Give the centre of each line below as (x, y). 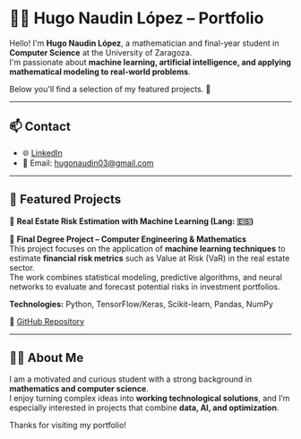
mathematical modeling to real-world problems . (100, 72)
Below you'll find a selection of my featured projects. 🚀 (110, 89)
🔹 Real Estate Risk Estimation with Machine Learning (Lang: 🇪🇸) (131, 221)
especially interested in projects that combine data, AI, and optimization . (144, 408)
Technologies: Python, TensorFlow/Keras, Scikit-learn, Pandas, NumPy (141, 304)
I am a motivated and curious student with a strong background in (131, 379)
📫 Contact (40, 127)
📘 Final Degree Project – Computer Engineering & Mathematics (128, 239)
